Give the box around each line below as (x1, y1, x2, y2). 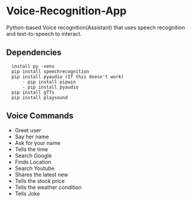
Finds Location (14, 158, 52, 165)
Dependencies (6, 48, 61, 58)
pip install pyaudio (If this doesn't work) (11, 73, 124, 80)
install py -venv (11, 63, 55, 69)
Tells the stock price (14, 177, 65, 184)
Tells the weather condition (14, 184, 82, 191)
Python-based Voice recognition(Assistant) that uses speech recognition (6, 24, 186, 31)
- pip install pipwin (21, 79, 76, 85)
